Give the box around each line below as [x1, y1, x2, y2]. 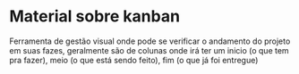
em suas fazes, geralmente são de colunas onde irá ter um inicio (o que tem [9, 45, 289, 55]
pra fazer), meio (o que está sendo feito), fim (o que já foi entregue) [9, 54, 259, 65]
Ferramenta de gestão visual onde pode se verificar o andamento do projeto [9, 36, 291, 46]
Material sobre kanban [9, 6, 181, 27]
